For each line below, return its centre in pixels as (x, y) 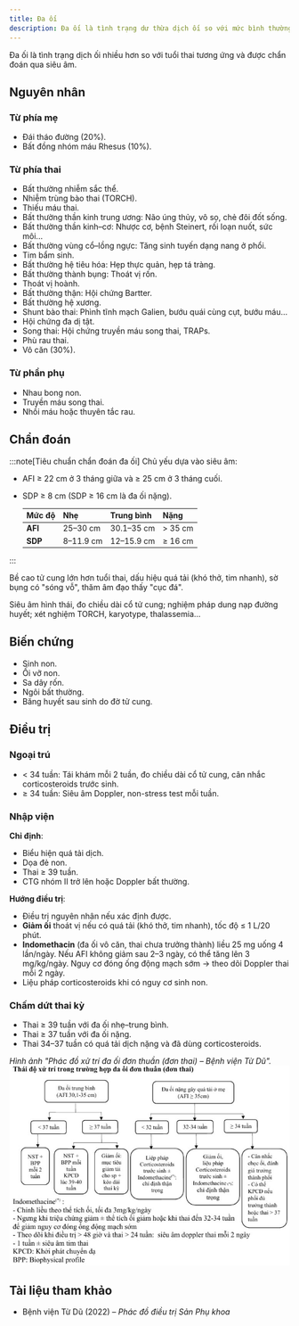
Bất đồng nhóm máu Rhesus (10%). (87, 146)
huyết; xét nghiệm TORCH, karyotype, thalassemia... (105, 614)
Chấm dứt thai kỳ (47, 1005)
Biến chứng (41, 642)
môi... (32, 236)
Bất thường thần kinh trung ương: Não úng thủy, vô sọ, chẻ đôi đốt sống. (154, 218)
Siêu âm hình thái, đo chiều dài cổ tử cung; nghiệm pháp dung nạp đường (144, 605)
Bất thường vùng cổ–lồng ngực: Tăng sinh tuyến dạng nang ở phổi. (144, 246)
